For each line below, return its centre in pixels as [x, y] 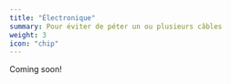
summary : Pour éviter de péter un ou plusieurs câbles [116, 26]
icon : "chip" [34, 43]
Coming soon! [36, 69]
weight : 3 [28, 35]
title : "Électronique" [52, 18]
